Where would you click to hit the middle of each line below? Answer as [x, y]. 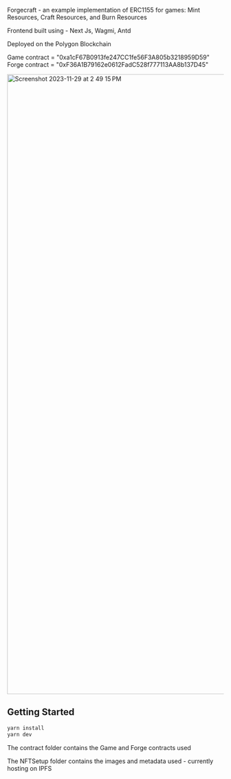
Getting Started [41, 712]
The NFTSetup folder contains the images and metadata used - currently [110, 761]
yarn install [26, 728]
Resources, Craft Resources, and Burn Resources [77, 17]
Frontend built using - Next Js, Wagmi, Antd [69, 31]
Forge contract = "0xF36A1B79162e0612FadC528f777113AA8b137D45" [108, 64]
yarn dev [20, 734]
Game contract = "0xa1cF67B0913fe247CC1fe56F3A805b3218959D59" [108, 57]
